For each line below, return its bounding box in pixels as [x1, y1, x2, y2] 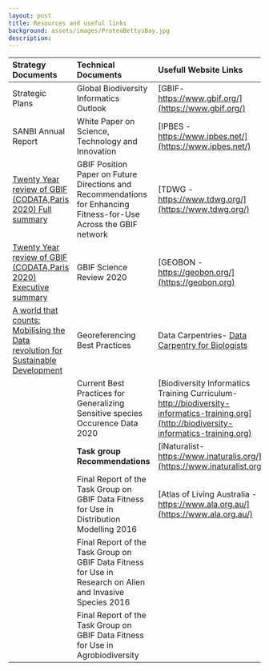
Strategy [12, 59, 46, 70]
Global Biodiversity [76, 83, 148, 94]
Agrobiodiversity [76, 649, 139, 661]
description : [8, 34, 52, 42]
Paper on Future [76, 169, 138, 180]
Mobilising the [12, 325, 66, 336]
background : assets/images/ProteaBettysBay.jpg [8, 26, 171, 34]
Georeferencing [76, 330, 136, 341]
